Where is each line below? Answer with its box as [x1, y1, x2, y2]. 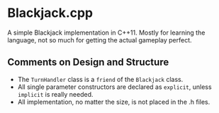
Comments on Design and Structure [7, 56, 169, 69]
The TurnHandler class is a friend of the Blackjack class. [17, 75, 184, 83]
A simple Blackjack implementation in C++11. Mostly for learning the [7, 28, 206, 37]
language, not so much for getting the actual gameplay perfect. [7, 35, 193, 44]
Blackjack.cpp [7, 5, 94, 21]
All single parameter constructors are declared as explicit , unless [17, 83, 212, 91]
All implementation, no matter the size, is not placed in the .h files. [17, 97, 210, 106]
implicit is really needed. [17, 90, 94, 98]
